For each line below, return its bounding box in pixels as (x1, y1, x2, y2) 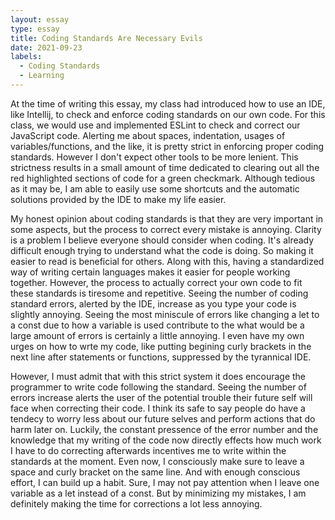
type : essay (10, 24, 60, 34)
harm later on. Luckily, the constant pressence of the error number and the (10, 423, 319, 435)
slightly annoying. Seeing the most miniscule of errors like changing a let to (10, 308, 320, 320)
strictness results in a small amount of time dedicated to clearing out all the (10, 161, 320, 173)
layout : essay (10, 14, 70, 25)
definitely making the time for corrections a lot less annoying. (10, 497, 263, 510)
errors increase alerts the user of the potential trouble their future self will (10, 391, 313, 403)
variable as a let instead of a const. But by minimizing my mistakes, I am (10, 487, 307, 499)
